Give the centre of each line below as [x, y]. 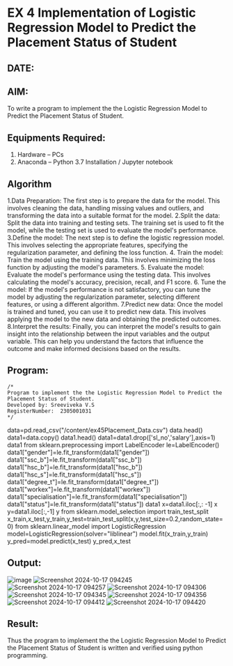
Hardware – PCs [40, 155]
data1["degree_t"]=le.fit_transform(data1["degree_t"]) [83, 481]
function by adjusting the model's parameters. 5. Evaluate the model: [106, 268]
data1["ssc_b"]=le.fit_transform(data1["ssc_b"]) [75, 459]
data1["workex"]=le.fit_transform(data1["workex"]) [79, 489]
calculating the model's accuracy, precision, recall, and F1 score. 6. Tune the [117, 282]
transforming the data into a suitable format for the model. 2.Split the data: [114, 216]
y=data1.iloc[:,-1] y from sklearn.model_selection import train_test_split [108, 511]
